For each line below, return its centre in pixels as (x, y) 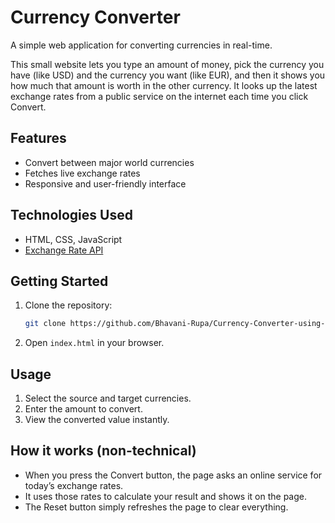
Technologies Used (71, 215)
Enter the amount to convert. (83, 409)
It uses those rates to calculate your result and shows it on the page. (165, 496)
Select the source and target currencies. (108, 398)
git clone (45, 324)
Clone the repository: (68, 305)
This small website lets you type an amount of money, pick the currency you (167, 64)
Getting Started (59, 281)
